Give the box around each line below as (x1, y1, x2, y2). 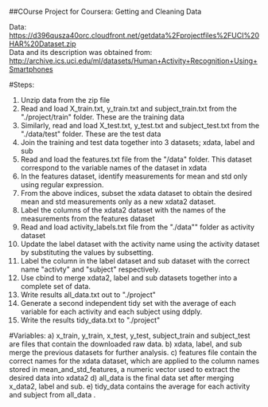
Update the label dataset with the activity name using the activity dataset (20, 239, 260, 249)
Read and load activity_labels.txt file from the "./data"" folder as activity (20, 222, 255, 232)
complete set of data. (20, 282, 91, 291)
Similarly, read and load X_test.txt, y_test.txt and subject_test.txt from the (20, 121, 260, 130)
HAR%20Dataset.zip (9, 39, 76, 49)
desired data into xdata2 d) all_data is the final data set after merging (9, 374, 235, 382)
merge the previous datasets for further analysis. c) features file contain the (9, 348, 258, 357)
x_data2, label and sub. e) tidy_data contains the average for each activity (9, 382, 251, 391)
